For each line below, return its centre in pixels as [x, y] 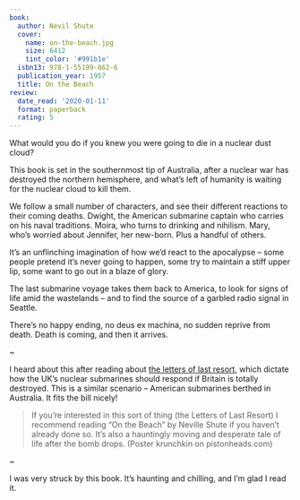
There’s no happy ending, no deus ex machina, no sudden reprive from [140, 325]
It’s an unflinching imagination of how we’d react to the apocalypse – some [147, 253]
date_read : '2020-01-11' [64, 101]
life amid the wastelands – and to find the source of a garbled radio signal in [149, 298]
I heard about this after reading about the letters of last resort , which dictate [149, 369]
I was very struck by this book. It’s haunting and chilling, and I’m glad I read [148, 478]
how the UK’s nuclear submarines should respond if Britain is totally [134, 379]
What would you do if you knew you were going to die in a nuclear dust [140, 143]
